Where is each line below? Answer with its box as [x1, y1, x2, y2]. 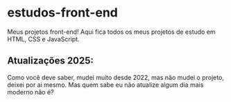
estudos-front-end [7, 5, 118, 21]
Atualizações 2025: [7, 55, 94, 67]
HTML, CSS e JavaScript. [7, 34, 80, 43]
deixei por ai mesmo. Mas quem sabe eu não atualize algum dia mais [7, 81, 204, 89]
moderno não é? [7, 88, 54, 96]
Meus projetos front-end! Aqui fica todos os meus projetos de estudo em [7, 28, 216, 36]
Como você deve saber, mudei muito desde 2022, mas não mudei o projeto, [7, 73, 224, 81]
